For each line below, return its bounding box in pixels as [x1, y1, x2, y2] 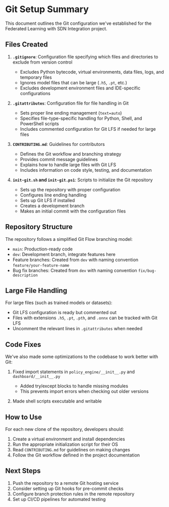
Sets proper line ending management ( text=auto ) [20, 110, 122, 116]
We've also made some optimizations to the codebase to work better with [5, 353, 158, 360]
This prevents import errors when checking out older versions [20, 388, 149, 394]
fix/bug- [138, 268, 157, 273]
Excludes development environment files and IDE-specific [20, 85, 141, 91]
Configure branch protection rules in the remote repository [12, 491, 135, 497]
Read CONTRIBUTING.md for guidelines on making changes [12, 447, 130, 452]
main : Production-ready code [12, 246, 73, 252]
